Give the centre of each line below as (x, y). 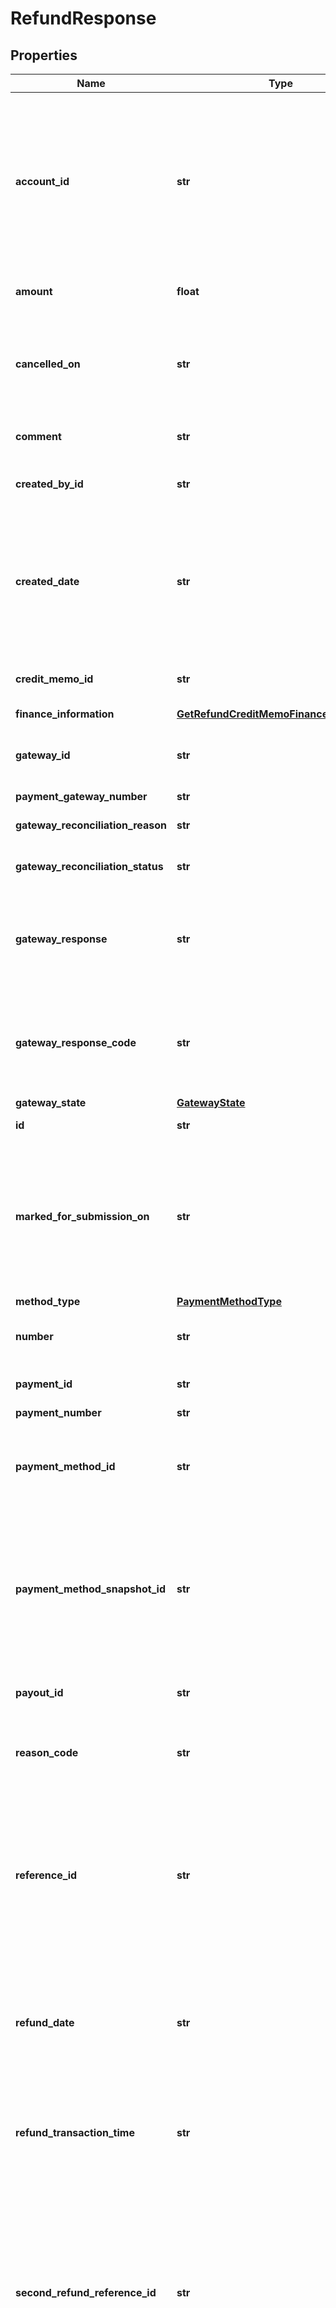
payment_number (58, 1412)
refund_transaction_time (75, 2132)
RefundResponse (83, 18)
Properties (44, 55)
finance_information (65, 714)
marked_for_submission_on (82, 1216)
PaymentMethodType (229, 1301)
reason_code (47, 1752)
